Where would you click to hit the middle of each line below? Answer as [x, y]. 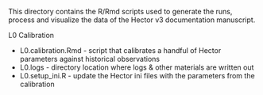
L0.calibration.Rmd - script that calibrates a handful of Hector [120, 50]
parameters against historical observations [90, 59]
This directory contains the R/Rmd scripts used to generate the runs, [120, 11]
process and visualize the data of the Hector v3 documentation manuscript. [132, 20]
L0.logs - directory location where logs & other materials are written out [137, 67]
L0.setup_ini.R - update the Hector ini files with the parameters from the [137, 76]
